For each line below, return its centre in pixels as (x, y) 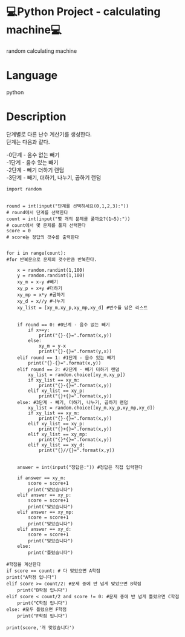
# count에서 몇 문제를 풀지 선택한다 (46, 225)
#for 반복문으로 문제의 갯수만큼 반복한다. (52, 259)
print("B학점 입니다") (43, 590)
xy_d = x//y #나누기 (41, 301)
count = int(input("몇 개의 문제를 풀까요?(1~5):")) (68, 219)
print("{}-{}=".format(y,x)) (75, 351)
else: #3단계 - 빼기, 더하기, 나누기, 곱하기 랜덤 (73, 402)
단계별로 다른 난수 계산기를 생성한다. (49, 134)
